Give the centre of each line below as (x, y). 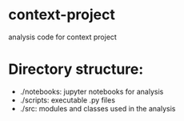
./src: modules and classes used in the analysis (98, 108)
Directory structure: (76, 69)
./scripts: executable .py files (68, 100)
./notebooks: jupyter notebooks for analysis (92, 91)
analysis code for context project (63, 37)
